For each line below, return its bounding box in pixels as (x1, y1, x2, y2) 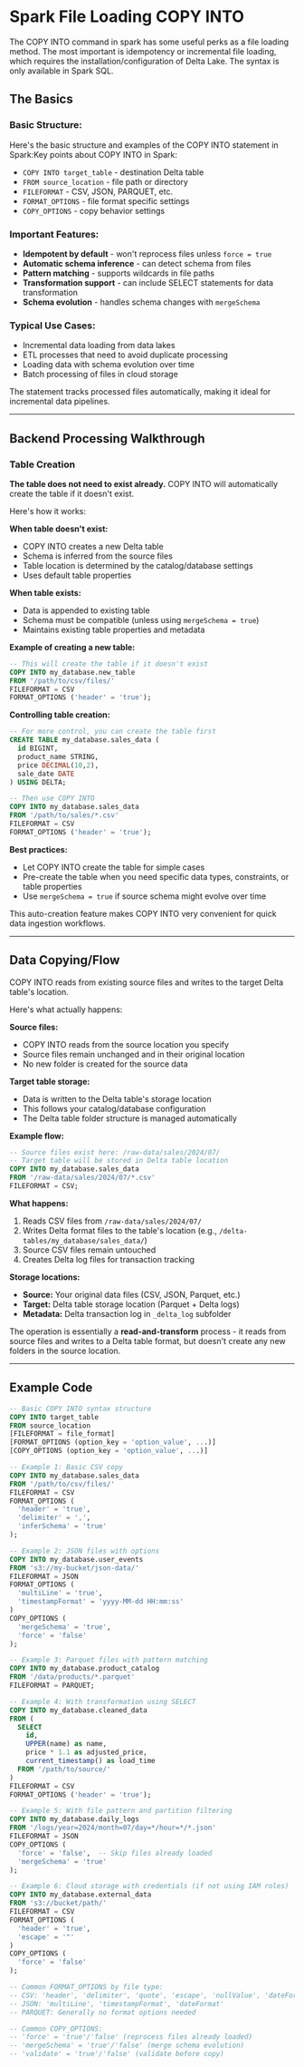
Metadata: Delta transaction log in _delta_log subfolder (22, 1308, 232, 1319)
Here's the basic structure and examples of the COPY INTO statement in (9, 139, 279, 151)
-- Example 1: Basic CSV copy (9, 1463, 124, 1472)
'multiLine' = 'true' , (17, 1589, 103, 1598)
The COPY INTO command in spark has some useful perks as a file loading (9, 36, 290, 47)
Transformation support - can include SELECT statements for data (22, 277, 274, 288)
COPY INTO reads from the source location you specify (22, 1038, 229, 1049)
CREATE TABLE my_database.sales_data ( (9, 736, 160, 745)
